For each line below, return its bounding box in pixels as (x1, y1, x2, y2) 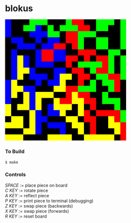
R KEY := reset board (5, 213, 47, 219)
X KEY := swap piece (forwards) (5, 208, 69, 214)
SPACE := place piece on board (5, 182, 68, 188)
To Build (5, 148, 25, 154)
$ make (5, 160, 18, 165)
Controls (5, 171, 26, 178)
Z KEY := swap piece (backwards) (5, 203, 73, 209)
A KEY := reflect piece (5, 192, 49, 198)
